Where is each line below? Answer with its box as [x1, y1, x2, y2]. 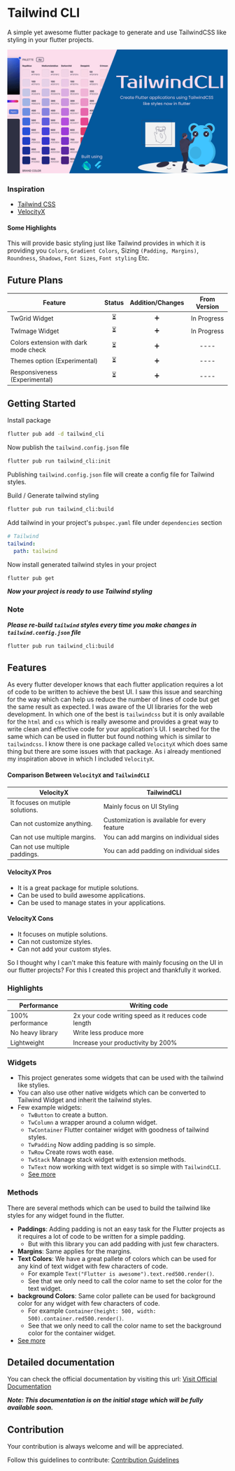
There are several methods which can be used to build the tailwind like [7, 1204, 211, 1212]
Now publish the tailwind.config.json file [7, 443, 129, 452]
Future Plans [7, 274, 64, 286]
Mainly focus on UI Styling [103, 802, 179, 810]
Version [195, 302, 220, 311]
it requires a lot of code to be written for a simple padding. [17, 1232, 185, 1240]
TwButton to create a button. [27, 1111, 108, 1119]
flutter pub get [7, 575, 55, 582]
